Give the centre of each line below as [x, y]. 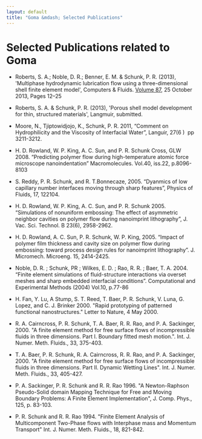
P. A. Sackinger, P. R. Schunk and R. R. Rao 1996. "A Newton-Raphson [102, 386]
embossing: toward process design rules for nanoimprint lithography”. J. [105, 250]
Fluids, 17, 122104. [37, 195]
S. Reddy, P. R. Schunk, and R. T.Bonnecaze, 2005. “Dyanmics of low [101, 181]
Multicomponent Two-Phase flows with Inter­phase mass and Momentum [106, 423]
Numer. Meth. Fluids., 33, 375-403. [59, 343]
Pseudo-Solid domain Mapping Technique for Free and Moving [93, 392]
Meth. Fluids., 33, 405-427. [49, 374]
